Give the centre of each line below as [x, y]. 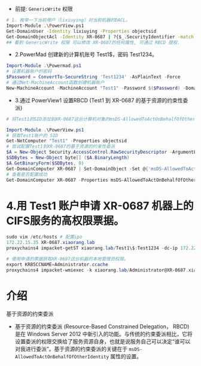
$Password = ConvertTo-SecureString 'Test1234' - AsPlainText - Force [93, 77]
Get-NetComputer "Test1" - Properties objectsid [67, 141]
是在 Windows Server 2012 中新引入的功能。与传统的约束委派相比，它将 [103, 334]
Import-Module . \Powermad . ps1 [44, 66]
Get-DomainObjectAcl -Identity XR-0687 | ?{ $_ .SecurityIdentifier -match [100, 37]
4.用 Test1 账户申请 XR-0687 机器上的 [100, 206]
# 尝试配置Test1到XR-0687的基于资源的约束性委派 [61, 147]
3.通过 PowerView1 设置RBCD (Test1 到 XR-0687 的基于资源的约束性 [99, 100]
